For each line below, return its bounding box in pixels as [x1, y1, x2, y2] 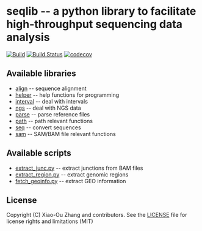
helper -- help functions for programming [15, 91, 120, 99]
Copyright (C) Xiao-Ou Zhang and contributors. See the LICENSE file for [6, 211, 187, 219]
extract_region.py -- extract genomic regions [15, 170, 129, 178]
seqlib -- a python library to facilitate [6, 4, 197, 18]
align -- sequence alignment [15, 85, 87, 92]
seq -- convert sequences [15, 124, 81, 131]
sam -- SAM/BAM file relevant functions [15, 130, 116, 137]
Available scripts [6, 148, 71, 159]
